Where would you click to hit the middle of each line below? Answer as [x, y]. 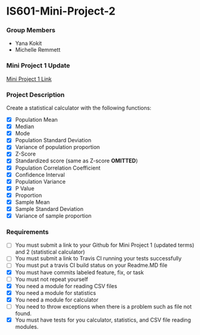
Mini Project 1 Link [29, 79]
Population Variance [40, 181]
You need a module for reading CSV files [66, 286]
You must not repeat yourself [51, 279]
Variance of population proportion [57, 147]
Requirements [28, 232]
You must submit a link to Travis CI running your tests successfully [98, 258]
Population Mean [36, 120]
